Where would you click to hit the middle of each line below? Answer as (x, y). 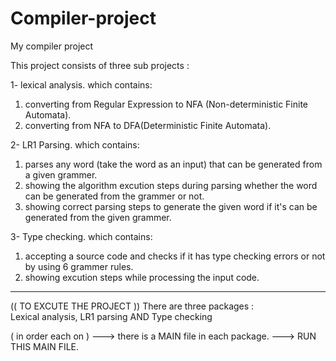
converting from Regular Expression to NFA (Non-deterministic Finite (166, 104)
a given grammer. (61, 174)
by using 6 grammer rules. (79, 266)
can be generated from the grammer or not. (114, 196)
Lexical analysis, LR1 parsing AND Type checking (111, 316)
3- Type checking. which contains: (81, 236)
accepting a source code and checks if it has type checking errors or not (175, 256)
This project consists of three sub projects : (100, 65)
